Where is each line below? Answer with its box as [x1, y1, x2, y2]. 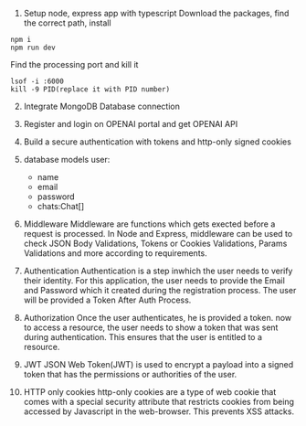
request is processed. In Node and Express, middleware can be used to [23, 229, 293, 239]
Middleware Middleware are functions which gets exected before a [23, 218, 276, 229]
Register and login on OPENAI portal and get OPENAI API [23, 119, 238, 129]
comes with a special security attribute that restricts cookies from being [23, 397, 295, 407]
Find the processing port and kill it [10, 59, 139, 69]
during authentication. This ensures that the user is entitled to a [23, 332, 263, 342]
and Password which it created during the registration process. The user [23, 285, 297, 295]
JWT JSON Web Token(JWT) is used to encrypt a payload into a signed [23, 359, 294, 369]
